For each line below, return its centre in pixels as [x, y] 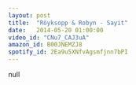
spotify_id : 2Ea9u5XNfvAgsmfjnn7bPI [68, 52]
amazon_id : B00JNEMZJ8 [45, 45]
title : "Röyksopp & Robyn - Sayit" [68, 23]
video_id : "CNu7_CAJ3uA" [49, 37]
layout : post [29, 15]
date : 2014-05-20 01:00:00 [56, 30]
